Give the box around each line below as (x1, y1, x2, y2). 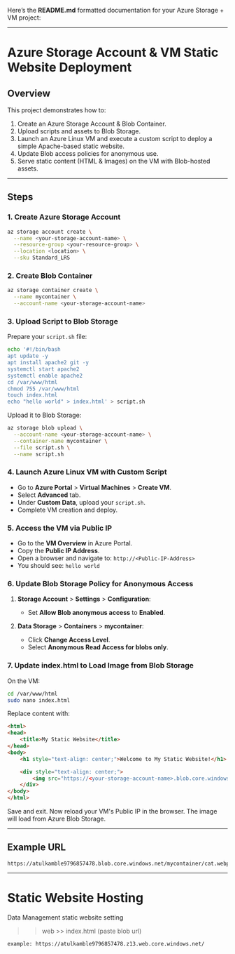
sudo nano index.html (7, 696, 71, 704)
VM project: (7, 13, 41, 22)
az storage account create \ (7, 228, 92, 235)
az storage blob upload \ (7, 425, 83, 432)
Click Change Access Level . (27, 635, 111, 644)
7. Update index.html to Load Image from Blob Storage (7, 661, 194, 670)
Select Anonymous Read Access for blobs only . (27, 643, 169, 651)
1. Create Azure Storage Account (7, 212, 121, 222)
